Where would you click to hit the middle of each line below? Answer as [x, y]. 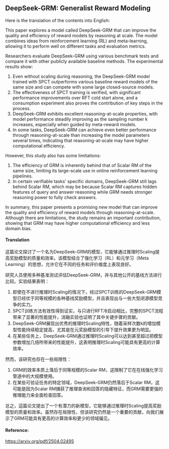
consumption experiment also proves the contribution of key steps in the [88, 103]
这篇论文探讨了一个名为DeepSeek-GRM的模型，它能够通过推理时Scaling [80, 252]
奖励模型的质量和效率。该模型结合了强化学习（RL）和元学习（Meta [79, 258]
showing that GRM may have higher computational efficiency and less [77, 223]
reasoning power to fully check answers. [55, 197]
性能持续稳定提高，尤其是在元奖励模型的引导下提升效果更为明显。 [85, 330]
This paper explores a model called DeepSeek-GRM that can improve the [81, 30]
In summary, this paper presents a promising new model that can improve [81, 207]
